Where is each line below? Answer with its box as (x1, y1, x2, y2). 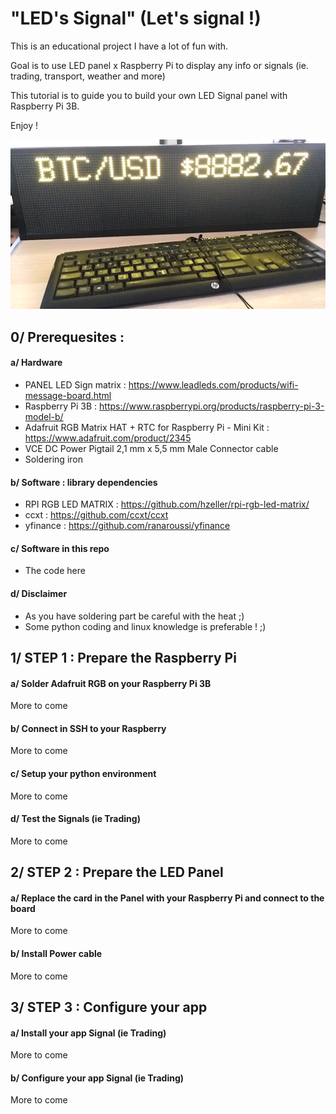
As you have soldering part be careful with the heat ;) (24, 610, 245, 622)
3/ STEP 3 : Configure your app (10, 998, 208, 1016)
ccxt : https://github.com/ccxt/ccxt (24, 509, 169, 521)
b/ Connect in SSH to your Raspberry (10, 722, 167, 734)
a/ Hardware (10, 357, 63, 369)
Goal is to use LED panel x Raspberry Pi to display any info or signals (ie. (10, 59, 309, 71)
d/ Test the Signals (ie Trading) (10, 813, 141, 825)
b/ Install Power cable (10, 947, 103, 959)
